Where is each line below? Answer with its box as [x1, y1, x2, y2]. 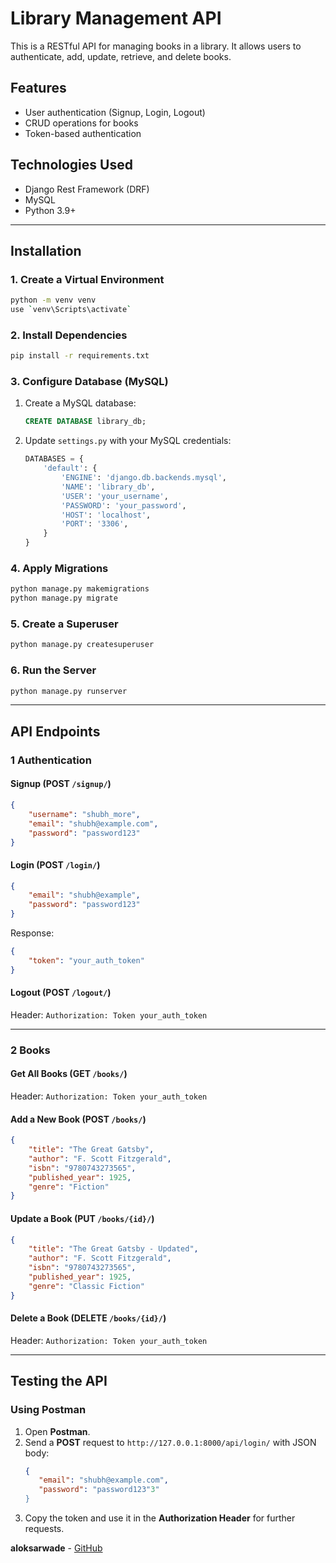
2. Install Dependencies [10, 328, 128, 342]
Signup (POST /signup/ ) [10, 778, 112, 790]
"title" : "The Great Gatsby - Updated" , [28, 1244, 199, 1254]
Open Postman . [24, 1425, 91, 1437]
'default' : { [43, 463, 98, 474]
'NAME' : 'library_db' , [61, 482, 156, 492]
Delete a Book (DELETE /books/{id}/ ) [10, 1312, 167, 1324]
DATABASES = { [24, 454, 84, 464]
